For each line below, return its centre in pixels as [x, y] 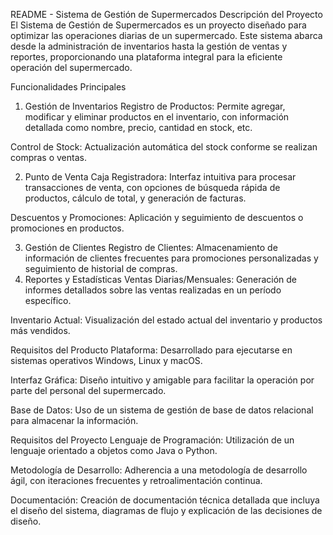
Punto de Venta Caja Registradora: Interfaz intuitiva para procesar [160, 177]
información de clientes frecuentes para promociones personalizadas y [171, 258]
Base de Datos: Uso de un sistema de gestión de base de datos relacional [162, 410]
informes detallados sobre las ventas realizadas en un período [153, 290]
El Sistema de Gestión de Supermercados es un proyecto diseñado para [158, 25]
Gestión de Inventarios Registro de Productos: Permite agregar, [155, 106]
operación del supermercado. [71, 67]
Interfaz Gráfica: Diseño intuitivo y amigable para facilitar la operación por [162, 380]
